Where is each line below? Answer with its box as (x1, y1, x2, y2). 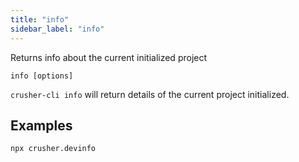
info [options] (10, 71, 74, 81)
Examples (10, 117, 73, 134)
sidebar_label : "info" (10, 24, 105, 34)
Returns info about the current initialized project (10, 51, 208, 63)
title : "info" (10, 14, 70, 25)
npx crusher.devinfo (10, 144, 97, 154)
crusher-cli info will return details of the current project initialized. (10, 88, 290, 100)
